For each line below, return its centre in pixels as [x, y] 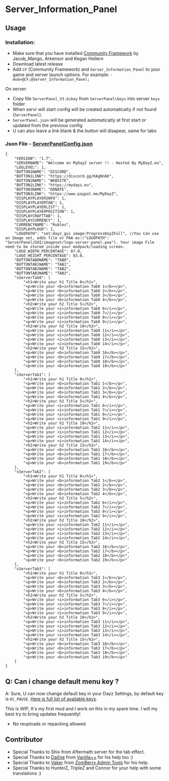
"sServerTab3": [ [33, 569]
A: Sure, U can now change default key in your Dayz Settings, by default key [84, 693]
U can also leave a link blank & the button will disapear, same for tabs [84, 131]
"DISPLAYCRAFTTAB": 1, [38, 216]
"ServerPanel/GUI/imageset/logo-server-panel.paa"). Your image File [80, 243]
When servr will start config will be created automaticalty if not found [84, 109]
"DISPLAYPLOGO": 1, [35, 229]
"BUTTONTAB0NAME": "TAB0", [43, 260]
